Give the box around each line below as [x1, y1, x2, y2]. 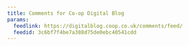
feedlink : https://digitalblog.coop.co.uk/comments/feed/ [13, 22, 184, 29]
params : [7, 16, 30, 23]
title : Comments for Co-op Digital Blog [7, 9, 125, 17]
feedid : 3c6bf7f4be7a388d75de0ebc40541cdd [13, 28, 137, 36]
